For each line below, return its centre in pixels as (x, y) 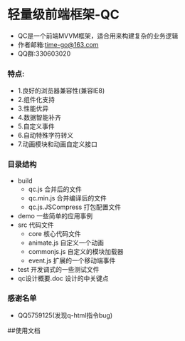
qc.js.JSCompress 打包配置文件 (75, 207)
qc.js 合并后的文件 (55, 189)
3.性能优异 (33, 108)
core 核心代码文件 (55, 233)
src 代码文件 (36, 225)
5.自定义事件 (36, 126)
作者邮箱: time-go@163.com (58, 44)
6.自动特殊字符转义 (46, 136)
